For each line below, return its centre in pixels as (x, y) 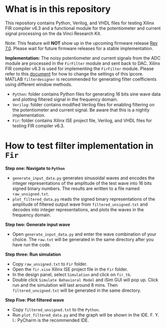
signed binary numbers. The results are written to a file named (76, 188)
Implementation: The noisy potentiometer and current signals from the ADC (83, 58)
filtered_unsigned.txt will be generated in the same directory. (77, 290)
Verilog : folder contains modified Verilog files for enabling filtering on (83, 104)
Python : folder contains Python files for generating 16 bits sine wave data (86, 94)
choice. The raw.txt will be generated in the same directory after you (83, 239)
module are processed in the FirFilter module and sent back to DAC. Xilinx (83, 63)
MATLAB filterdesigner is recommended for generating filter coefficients (81, 79)
